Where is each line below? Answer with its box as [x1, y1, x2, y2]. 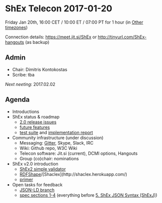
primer [19, 176, 33, 182]
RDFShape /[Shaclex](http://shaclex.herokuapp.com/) [19, 171, 128, 177]
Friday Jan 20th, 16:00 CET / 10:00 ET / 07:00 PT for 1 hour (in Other [5, 19, 143, 25]
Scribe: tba [12, 72, 35, 78]
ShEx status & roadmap [12, 114, 60, 119]
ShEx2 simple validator [19, 166, 66, 172]
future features [19, 124, 50, 130]
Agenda [5, 95, 30, 104]
